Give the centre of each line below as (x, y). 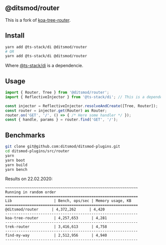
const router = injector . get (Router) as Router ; (56, 111)
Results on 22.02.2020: (29, 179)
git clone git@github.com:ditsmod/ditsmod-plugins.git (63, 147)
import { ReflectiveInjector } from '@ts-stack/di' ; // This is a (75, 97)
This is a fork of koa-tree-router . (38, 20)
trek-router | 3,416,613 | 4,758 (56, 227)
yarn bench (16, 169)
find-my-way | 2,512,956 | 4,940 (56, 236)
